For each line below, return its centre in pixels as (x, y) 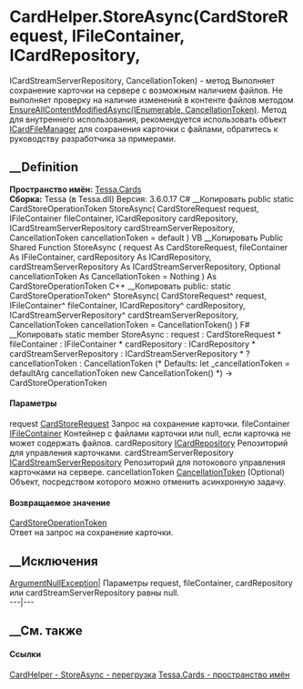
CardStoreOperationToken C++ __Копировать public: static (121, 286)
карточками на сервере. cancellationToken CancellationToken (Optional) (147, 471)
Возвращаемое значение (60, 502)
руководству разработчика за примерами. (93, 138)
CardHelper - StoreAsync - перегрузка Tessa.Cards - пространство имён (150, 674)
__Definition (44, 167)
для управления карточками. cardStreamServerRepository (121, 452)
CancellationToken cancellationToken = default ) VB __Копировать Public (146, 238)
